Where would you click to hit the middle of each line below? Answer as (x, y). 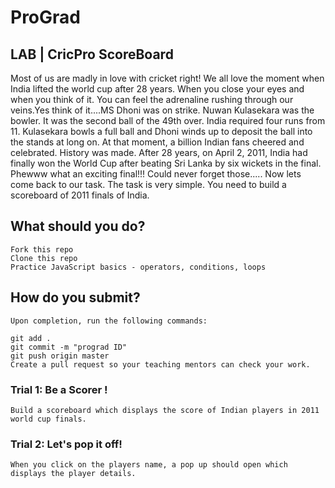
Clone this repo (44, 258)
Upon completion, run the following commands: (109, 321)
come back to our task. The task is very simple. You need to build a (148, 184)
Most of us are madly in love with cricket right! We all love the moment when (167, 78)
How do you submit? (75, 297)
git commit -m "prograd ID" (69, 347)
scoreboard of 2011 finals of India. (80, 195)
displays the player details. (73, 474)
